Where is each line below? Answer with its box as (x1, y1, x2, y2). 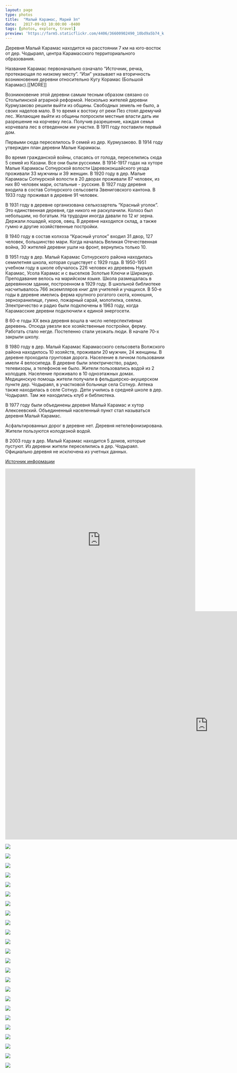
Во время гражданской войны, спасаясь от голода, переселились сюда (5, 154, 162, 160)
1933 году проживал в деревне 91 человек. (5, 192, 99, 198)
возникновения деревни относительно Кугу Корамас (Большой (5, 77, 143, 82)
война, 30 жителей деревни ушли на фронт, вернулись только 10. (5, 244, 147, 250)
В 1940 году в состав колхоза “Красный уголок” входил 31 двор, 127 (5, 233, 153, 239)
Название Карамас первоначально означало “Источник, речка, (5, 65, 143, 72)
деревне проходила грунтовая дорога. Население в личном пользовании (5, 355, 165, 360)
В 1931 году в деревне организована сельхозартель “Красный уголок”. (5, 202, 159, 208)
